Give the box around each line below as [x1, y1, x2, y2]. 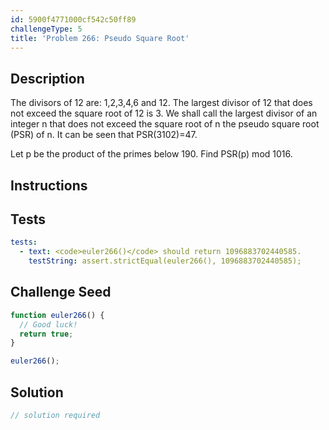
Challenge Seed [10, 284, 112, 301]
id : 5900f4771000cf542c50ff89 [10, 14, 137, 25]
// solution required [10, 411, 101, 421]
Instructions [10, 177, 88, 194]
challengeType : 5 [10, 24, 83, 34]
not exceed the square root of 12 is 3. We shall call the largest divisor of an [10, 107, 318, 120]
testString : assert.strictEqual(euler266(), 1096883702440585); [28, 256, 302, 266]
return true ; [19, 329, 74, 339]
